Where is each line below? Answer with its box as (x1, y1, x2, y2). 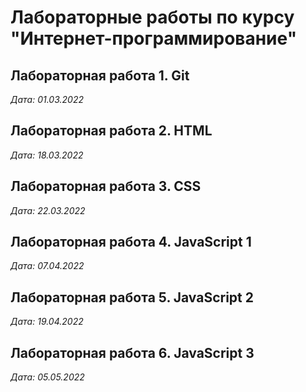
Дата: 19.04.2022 (10, 316, 84, 328)
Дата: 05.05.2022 (10, 371, 85, 383)
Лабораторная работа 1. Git (10, 67, 190, 84)
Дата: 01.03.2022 (10, 94, 84, 105)
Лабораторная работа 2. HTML (10, 122, 213, 140)
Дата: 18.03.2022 (10, 149, 84, 161)
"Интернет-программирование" (10, 27, 298, 50)
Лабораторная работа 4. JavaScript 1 (10, 234, 252, 251)
